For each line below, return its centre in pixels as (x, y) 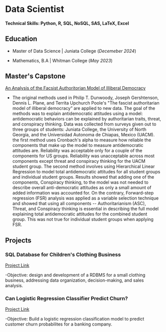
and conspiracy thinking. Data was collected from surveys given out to (84, 124)
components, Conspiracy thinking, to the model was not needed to (80, 182)
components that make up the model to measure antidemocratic (78, 145)
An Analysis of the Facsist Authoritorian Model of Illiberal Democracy (76, 88)
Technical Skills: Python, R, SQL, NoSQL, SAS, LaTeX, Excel (67, 23)
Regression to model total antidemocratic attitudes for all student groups (86, 172)
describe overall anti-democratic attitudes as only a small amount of (82, 188)
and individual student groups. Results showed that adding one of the (83, 177)
